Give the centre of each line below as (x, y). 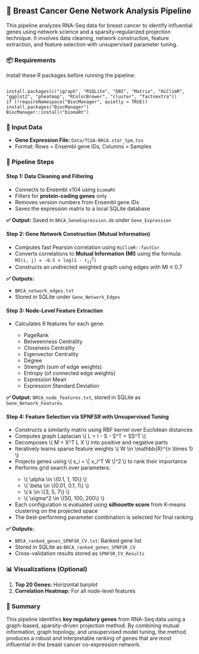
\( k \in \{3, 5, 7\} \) (47, 492)
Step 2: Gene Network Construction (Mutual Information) (78, 234)
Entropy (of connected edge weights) (70, 373)
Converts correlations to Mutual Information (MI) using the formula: (98, 253)
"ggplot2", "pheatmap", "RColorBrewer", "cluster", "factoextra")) (92, 97)
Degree (33, 360)
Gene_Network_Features (34, 404)
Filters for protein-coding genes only (61, 196)
